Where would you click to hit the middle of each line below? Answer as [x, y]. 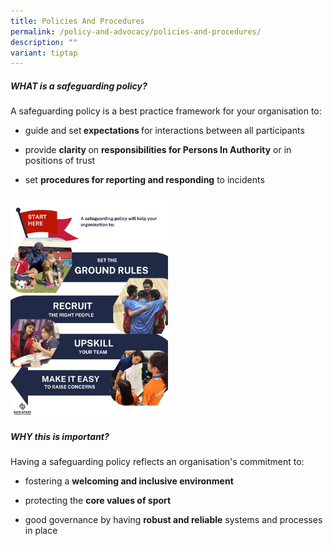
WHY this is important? [60, 436]
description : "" [44, 42]
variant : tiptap [44, 53]
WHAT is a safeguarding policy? [79, 86]
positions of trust [60, 161]
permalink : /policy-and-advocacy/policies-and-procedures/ [136, 31]
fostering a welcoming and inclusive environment [129, 481]
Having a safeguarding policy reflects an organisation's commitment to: [157, 462]
